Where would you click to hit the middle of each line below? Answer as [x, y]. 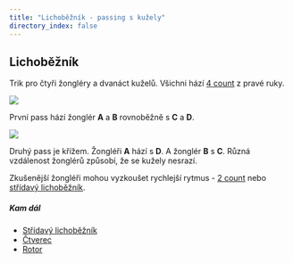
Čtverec [37, 240]
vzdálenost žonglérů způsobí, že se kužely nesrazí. [104, 160]
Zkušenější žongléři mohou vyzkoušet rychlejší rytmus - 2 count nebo [138, 178]
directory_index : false [54, 26]
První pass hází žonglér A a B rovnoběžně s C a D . [102, 118]
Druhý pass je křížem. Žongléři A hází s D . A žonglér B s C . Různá [130, 152]
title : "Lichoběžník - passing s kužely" [88, 17]
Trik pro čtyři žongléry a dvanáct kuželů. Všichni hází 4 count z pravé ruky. [147, 83]
